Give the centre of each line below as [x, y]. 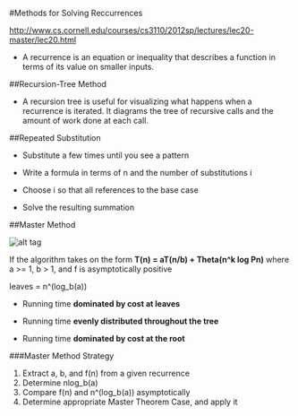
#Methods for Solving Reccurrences [76, 13]
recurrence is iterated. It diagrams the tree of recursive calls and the [148, 111]
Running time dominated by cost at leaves [101, 303]
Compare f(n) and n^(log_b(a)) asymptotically [106, 392]
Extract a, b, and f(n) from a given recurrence [106, 373]
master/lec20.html [43, 40]
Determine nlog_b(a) [60, 383]
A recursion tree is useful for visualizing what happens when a [137, 101]
